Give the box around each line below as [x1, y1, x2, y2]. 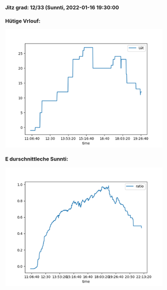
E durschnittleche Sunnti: [5, 156, 68, 163]
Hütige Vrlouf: [5, 17, 41, 24]
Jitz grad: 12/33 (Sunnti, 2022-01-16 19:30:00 [5, 4, 119, 11]
